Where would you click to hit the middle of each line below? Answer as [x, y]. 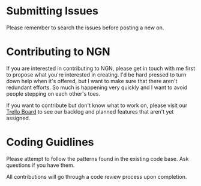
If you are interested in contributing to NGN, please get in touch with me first [101, 68]
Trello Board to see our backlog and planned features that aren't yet [90, 111]
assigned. [18, 118]
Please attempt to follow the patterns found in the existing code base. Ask [97, 158]
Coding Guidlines [50, 142]
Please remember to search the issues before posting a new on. [85, 28]
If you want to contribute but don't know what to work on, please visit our [97, 105]
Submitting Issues [52, 11]
